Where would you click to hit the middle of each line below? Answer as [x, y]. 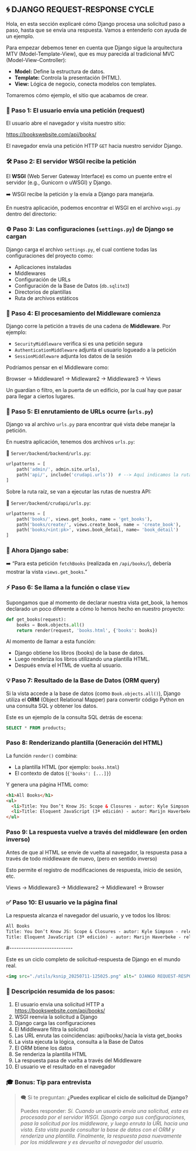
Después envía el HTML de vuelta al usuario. [68, 665]
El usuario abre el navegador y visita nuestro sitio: [66, 123]
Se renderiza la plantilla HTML [51, 1054]
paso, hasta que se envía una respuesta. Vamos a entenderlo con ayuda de [97, 30]
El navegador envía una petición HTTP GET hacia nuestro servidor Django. [94, 146]
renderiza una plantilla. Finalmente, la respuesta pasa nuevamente [101, 1136]
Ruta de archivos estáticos [46, 298]
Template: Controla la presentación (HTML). [68, 77]
